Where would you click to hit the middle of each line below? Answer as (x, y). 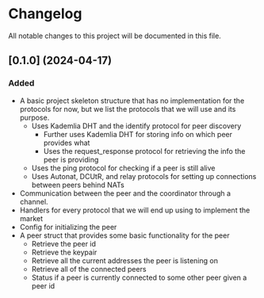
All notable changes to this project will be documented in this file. (115, 36)
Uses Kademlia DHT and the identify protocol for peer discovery (136, 126)
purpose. (34, 117)
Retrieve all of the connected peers (89, 269)
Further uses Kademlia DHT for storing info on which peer (138, 134)
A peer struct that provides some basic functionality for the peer (124, 235)
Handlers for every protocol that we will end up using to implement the (135, 210)
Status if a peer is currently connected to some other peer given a (139, 277)
